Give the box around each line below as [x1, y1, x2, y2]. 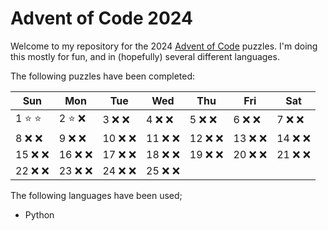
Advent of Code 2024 [10, 7, 193, 30]
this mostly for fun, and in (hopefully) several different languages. [10, 50, 280, 62]
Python [24, 208, 55, 221]
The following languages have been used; [10, 189, 183, 201]
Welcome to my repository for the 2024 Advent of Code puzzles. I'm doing [10, 40, 318, 52]
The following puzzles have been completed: [10, 70, 196, 82]
